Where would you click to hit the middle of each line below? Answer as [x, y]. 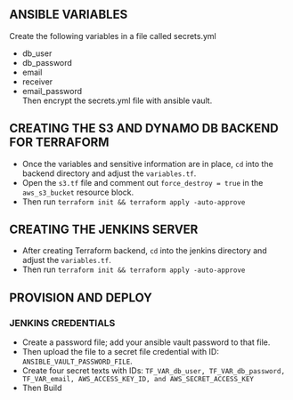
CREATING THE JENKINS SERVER [104, 230]
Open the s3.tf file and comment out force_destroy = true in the [142, 182]
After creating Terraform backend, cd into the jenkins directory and [144, 251]
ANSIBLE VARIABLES [69, 15]
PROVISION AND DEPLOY [81, 297]
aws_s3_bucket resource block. [78, 192]
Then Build [42, 388]
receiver [37, 81]
